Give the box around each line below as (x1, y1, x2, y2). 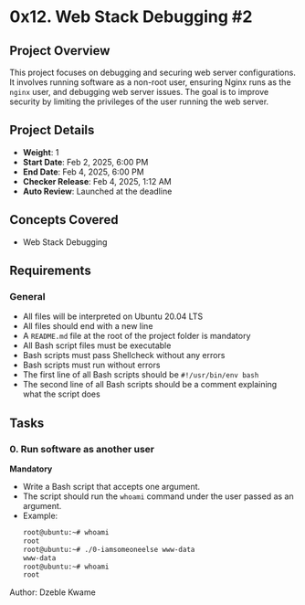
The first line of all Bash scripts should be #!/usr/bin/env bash (22, 369, 259, 380)
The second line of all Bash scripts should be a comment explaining (22, 379, 278, 390)
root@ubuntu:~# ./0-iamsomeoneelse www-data (22, 545, 195, 554)
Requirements (9, 263, 91, 279)
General (9, 290, 46, 302)
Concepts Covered (9, 212, 119, 228)
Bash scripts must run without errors (22, 359, 161, 371)
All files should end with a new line (22, 321, 153, 332)
